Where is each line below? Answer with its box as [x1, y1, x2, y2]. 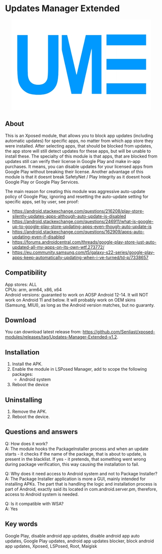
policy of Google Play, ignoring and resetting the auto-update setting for [5, 194, 148, 199]
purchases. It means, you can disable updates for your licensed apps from [5, 163, 153, 169]
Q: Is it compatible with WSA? [5, 501, 64, 506]
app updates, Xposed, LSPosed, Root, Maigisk [5, 543, 98, 549]
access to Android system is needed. [5, 491, 79, 497]
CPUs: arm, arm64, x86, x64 [5, 287, 62, 293]
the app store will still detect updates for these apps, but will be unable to [5, 148, 151, 154]
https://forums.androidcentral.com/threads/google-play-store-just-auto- [12, 239, 157, 245]
